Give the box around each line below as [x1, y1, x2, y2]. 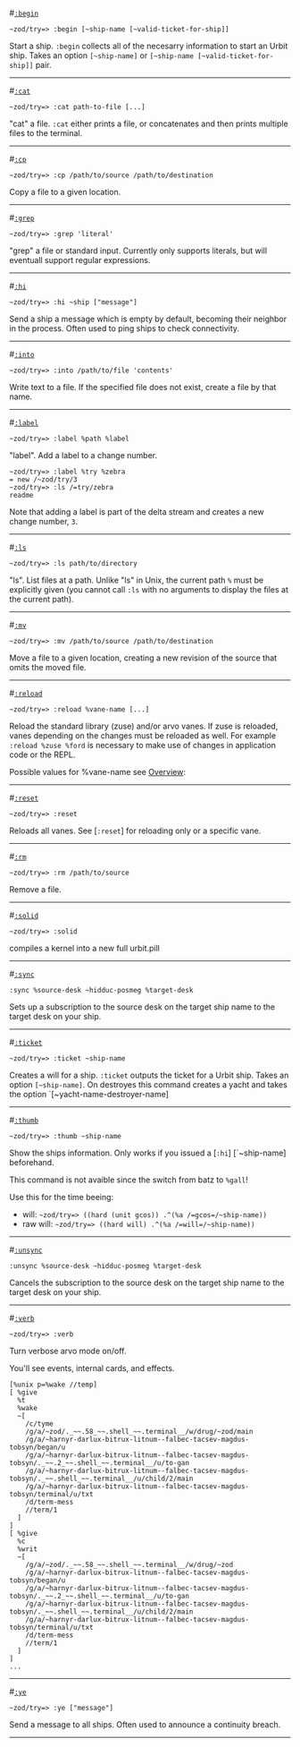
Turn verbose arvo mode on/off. [9, 1346, 127, 1356]
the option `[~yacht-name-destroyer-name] [9, 1089, 170, 1099]
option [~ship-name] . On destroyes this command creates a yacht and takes [9, 1079, 287, 1090]
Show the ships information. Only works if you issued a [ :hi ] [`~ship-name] [9, 1147, 287, 1158]
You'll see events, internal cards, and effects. [9, 1363, 175, 1373]
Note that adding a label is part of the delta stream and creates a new [9, 507, 265, 517]
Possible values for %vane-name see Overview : [9, 767, 186, 777]
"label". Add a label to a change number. [9, 450, 158, 460]
